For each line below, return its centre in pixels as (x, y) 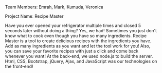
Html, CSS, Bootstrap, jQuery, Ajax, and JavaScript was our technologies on (81, 61)
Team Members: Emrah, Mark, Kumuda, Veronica (54, 7)
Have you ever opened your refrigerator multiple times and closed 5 (73, 25)
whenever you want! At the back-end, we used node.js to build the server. (79, 56)
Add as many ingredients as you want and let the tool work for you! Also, (78, 46)
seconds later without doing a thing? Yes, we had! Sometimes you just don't (81, 30)
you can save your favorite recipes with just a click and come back (72, 51)
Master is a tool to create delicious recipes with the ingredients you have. (78, 41)
